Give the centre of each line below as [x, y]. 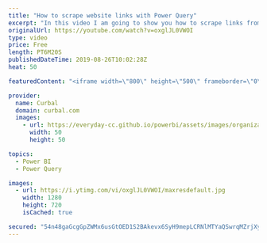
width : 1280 [42, 198]
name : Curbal [37, 103]
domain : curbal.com [48, 110]
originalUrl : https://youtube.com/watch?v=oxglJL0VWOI [101, 30]
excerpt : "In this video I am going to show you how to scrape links [126, 23]
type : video [28, 38]
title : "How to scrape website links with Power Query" [103, 15]
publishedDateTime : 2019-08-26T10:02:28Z [78, 60]
